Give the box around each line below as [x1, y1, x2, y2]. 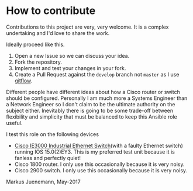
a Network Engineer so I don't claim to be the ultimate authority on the [6, 100, 175, 107]
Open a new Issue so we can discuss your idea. [14, 52, 130, 59]
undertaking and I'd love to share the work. [6, 29, 110, 36]
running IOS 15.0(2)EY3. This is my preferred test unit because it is [14, 148, 175, 155]
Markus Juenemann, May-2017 [6, 178, 81, 185]
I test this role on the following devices [6, 130, 99, 138]
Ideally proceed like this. [6, 41, 65, 48]
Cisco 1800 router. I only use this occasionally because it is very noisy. [14, 161, 185, 168]
